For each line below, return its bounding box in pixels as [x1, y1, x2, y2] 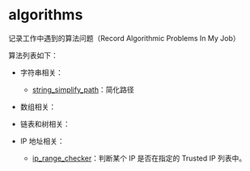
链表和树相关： [19, 119, 70, 128]
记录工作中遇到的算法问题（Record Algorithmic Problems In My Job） [8, 33, 240, 43]
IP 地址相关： [19, 136, 65, 146]
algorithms [8, 6, 83, 24]
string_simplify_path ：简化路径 [32, 85, 135, 94]
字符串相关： [19, 67, 63, 77]
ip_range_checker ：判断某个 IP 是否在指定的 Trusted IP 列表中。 [32, 153, 247, 163]
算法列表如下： [8, 50, 58, 60]
